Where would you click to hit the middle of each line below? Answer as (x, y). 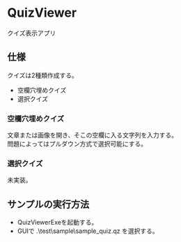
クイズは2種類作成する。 (43, 75)
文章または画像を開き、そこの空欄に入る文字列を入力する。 (93, 135)
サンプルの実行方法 (48, 204)
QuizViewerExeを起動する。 (57, 222)
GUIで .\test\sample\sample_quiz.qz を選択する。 (88, 231)
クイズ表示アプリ (32, 33)
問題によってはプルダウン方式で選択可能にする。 (77, 144)
